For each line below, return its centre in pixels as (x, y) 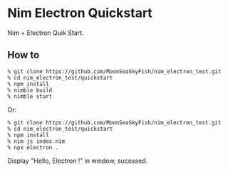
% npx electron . (33, 147)
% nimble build (30, 90)
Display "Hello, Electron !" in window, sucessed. (78, 161)
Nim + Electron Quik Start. (46, 33)
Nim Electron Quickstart (80, 13)
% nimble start (30, 96)
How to (24, 55)
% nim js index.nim (36, 141)
